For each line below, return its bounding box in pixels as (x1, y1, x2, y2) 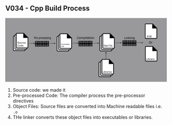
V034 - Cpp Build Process (5, 4, 90, 13)
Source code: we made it (12, 87, 66, 93)
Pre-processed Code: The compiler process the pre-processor (12, 92, 145, 98)
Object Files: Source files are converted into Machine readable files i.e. (12, 103, 162, 109)
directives (12, 97, 34, 104)
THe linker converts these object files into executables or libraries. (12, 114, 153, 120)
